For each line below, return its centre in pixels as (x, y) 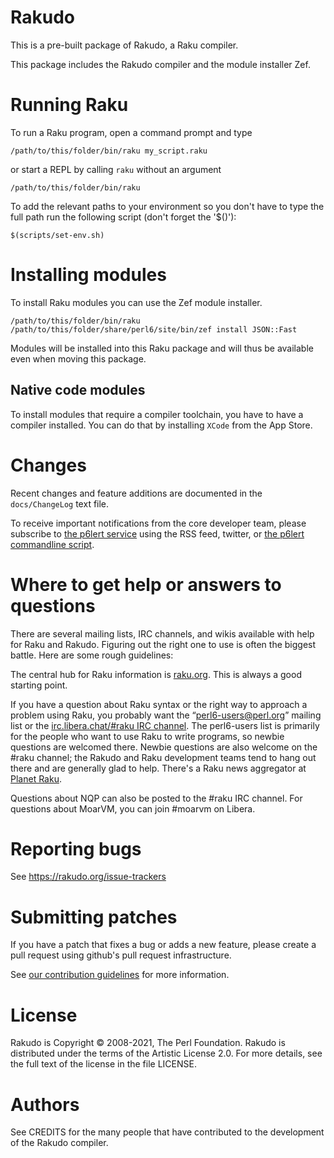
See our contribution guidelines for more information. (120, 975)
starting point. (39, 685)
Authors (45, 1104)
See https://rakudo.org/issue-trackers (88, 877)
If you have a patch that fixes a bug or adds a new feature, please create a (163, 945)
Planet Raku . (36, 778)
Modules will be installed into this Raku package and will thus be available (162, 348)
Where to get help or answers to (146, 584)
